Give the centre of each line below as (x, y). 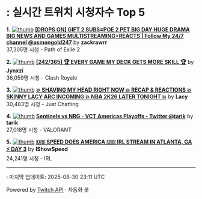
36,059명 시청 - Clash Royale (42, 77)
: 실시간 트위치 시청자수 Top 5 (76, 12)
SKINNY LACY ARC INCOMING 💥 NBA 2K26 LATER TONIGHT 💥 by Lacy (97, 96)
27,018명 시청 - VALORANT (39, 130)
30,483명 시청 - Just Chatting (43, 104)
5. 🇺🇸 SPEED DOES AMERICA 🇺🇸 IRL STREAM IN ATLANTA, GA (99, 142)
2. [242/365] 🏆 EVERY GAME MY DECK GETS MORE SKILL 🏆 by (100, 62)
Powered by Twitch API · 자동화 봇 (47, 189)
